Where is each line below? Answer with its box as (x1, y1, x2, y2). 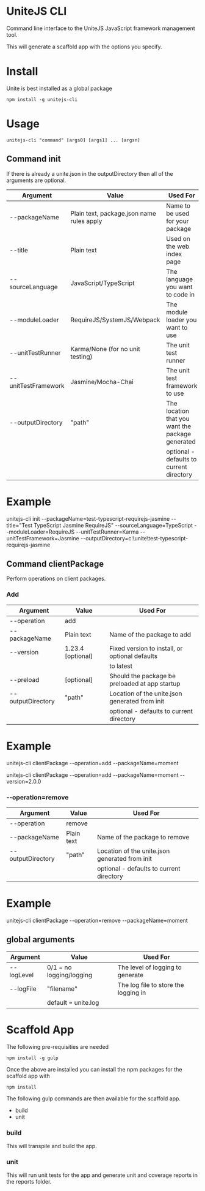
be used (166, 209, 190, 217)
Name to (166, 201, 191, 210)
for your (166, 216, 189, 225)
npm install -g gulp (6, 1055, 59, 1061)
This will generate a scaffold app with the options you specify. (6, 43, 163, 50)
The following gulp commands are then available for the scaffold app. (6, 1095, 181, 1102)
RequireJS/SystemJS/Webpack (70, 316, 160, 324)
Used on (166, 234, 190, 243)
